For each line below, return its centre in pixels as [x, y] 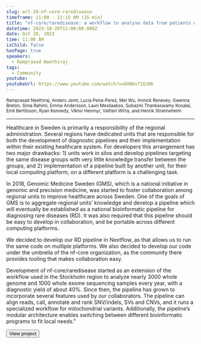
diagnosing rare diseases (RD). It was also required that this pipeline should [99, 215]
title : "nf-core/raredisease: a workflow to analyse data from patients [99, 23]
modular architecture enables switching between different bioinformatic [95, 315]
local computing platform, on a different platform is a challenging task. [93, 172]
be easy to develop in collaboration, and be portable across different [91, 222]
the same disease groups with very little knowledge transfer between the [96, 159]
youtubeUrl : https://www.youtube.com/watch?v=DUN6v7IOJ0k [80, 84]
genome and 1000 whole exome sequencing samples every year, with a [94, 283]
